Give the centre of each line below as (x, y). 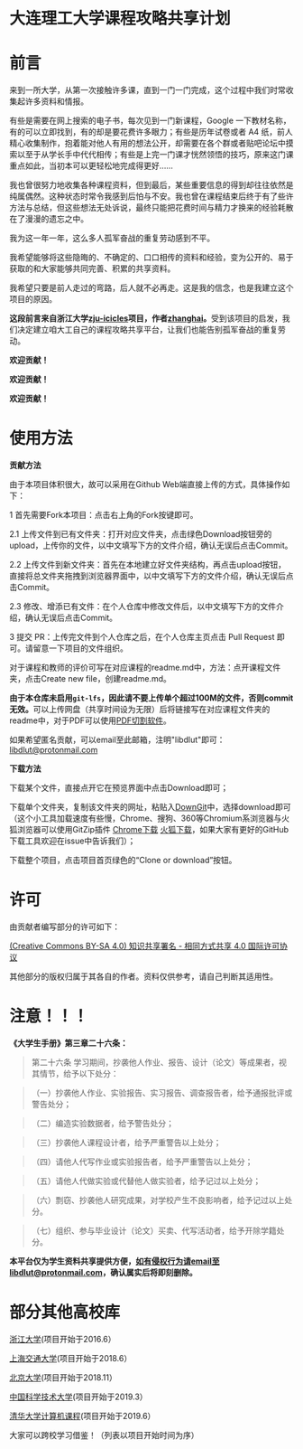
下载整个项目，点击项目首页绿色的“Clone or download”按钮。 (123, 861)
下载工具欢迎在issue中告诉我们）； (73, 841)
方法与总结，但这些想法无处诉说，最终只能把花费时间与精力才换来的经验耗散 (151, 208)
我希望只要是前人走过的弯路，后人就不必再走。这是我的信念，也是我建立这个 (151, 288)
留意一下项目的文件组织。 (80, 648)
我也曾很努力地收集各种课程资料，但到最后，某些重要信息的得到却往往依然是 (151, 185)
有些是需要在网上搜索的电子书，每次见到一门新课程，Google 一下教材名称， (150, 121)
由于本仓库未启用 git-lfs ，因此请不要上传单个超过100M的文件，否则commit (151, 698)
